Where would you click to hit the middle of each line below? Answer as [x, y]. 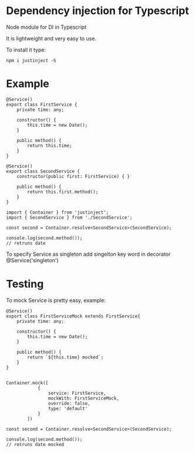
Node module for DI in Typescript [46, 27]
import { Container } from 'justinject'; [58, 212]
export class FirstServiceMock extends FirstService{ [73, 316]
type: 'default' [68, 408]
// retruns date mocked [35, 444]
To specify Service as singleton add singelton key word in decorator [88, 254]
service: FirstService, [77, 393]
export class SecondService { [43, 171]
